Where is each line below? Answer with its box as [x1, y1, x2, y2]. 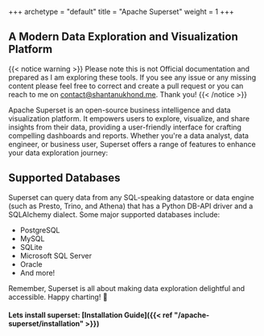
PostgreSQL [19, 225, 60, 235]
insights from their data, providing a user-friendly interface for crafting [8, 122, 241, 132]
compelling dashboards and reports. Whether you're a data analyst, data [8, 130, 250, 140]
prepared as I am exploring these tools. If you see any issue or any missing [8, 72, 256, 82]
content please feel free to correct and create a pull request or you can [8, 80, 244, 91]
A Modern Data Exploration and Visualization [8, 30, 239, 43]
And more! [19, 268, 56, 277]
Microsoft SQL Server [19, 251, 93, 260]
